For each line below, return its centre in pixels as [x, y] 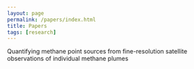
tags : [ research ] [32, 32]
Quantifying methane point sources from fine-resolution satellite [97, 51]
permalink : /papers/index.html [52, 20]
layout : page [26, 13]
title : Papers [27, 26]
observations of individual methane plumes [68, 59]
